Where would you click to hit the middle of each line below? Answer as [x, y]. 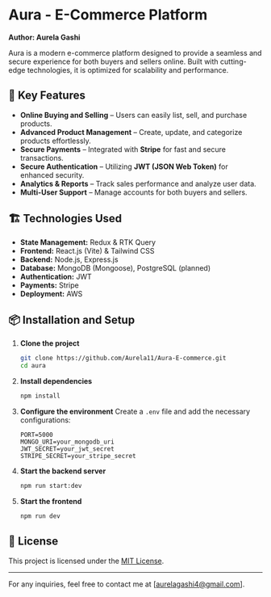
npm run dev [40, 516]
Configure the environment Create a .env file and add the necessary [135, 411]
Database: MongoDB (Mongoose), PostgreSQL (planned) [115, 267]
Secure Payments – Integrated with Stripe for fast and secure [123, 149]
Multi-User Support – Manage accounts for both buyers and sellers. [133, 192]
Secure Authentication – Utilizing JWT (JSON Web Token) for [124, 166]
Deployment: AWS [51, 293]
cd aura [33, 366]
